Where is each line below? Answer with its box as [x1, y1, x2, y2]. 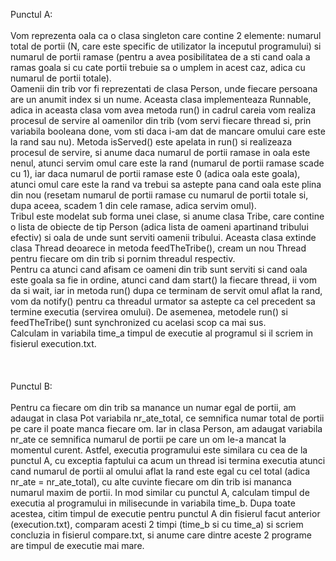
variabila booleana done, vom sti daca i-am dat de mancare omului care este [10, 125, 326, 137]
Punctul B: [10, 380, 53, 392]
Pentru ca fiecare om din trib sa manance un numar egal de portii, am [10, 402, 297, 413]
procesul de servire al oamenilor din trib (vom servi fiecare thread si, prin [10, 115, 312, 126]
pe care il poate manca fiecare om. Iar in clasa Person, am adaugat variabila [10, 423, 323, 434]
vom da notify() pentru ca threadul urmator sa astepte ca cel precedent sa [10, 295, 316, 307]
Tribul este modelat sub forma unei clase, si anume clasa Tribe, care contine [10, 210, 325, 222]
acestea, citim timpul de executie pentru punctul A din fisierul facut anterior [10, 508, 321, 519]
